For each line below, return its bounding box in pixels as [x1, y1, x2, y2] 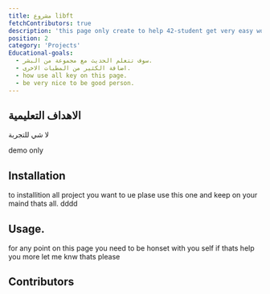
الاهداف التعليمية [8, 108, 82, 122]
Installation [8, 169, 66, 182]
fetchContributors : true [8, 19, 92, 27]
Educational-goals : [8, 49, 74, 57]
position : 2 [8, 34, 48, 43]
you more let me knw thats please [8, 251, 121, 261]
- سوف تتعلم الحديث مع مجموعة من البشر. [15, 57, 153, 65]
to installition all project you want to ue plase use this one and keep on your [8, 190, 258, 200]
